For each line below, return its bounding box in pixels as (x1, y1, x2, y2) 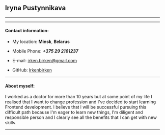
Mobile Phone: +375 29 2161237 (12, 48, 79, 54)
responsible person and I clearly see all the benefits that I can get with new (5, 114, 157, 120)
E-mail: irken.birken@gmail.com (12, 58, 77, 64)
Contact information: (5, 28, 49, 34)
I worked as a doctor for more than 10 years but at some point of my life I (5, 94, 152, 100)
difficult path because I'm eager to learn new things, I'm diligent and (5, 110, 143, 115)
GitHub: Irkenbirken (12, 67, 52, 73)
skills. (5, 120, 17, 126)
